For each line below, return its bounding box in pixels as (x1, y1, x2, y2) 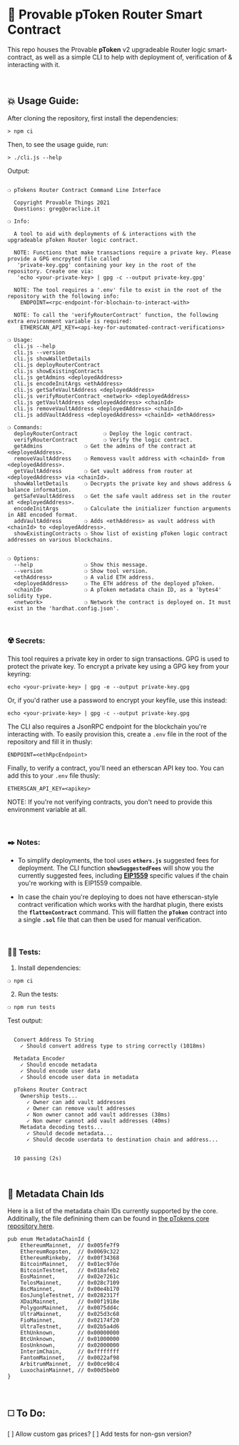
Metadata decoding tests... (20, 1123, 103, 1130)
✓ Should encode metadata (20, 1061, 98, 1068)
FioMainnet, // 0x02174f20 (20, 1317, 120, 1324)
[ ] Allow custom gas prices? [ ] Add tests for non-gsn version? (7, 1430, 192, 1439)
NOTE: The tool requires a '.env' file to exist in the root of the (14, 286, 222, 293)
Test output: (7, 1016, 43, 1025)
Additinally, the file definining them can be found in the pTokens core (7, 1215, 210, 1223)
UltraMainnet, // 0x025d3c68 (20, 1311, 120, 1318)
